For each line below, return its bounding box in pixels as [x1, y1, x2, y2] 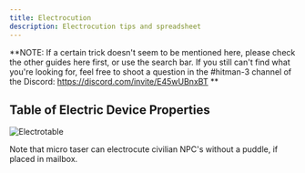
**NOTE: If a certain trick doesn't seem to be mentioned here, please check [9, 46, 296, 57]
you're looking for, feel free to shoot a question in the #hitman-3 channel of [9, 66, 292, 77]
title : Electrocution [9, 13, 92, 23]
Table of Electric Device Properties [9, 102, 211, 117]
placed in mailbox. [9, 154, 78, 165]
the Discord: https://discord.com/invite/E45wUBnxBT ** [9, 76, 219, 86]
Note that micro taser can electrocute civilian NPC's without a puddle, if [9, 144, 279, 155]
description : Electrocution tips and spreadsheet [9, 22, 202, 31]
